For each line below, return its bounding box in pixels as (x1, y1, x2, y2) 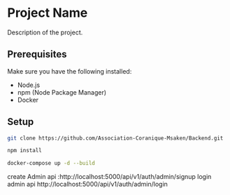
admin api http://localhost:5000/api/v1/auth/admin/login (7, 180, 168, 189)
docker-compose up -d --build (7, 160, 96, 167)
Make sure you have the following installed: (7, 67, 132, 75)
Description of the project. (7, 28, 83, 36)
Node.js (17, 81, 41, 89)
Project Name (7, 5, 88, 21)
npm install (7, 147, 42, 154)
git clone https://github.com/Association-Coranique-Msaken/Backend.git (7, 135, 224, 142)
